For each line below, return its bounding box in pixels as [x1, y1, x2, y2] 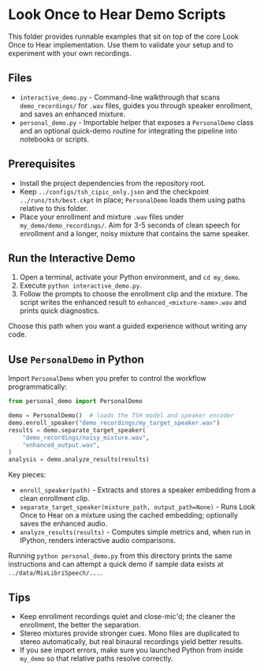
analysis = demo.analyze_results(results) [8, 456, 150, 464]
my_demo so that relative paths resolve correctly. [19, 654, 173, 663]
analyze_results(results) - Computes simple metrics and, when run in [19, 527, 251, 537]
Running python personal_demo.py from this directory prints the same [8, 551, 232, 560]
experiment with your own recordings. [8, 48, 132, 58]
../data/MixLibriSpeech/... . [8, 567, 102, 578]
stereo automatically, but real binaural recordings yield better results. [19, 637, 244, 646]
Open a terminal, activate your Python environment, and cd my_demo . [19, 273, 241, 282]
